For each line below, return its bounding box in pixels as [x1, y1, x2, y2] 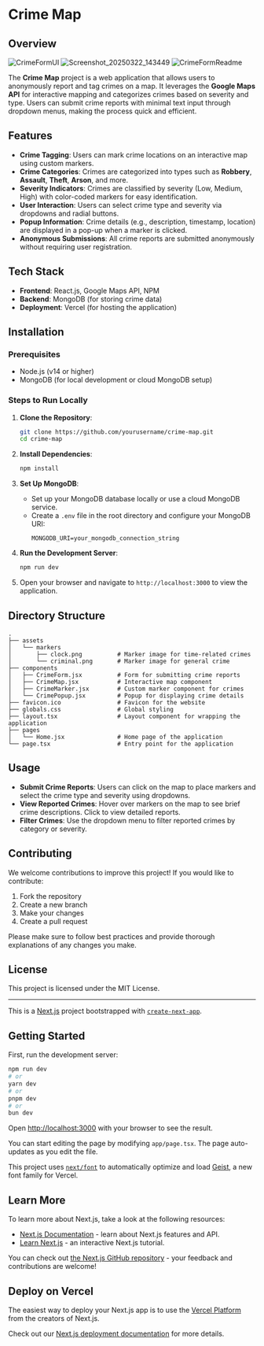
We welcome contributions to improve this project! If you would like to [8, 867, 234, 877]
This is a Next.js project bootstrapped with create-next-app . [8, 1006, 203, 1016]
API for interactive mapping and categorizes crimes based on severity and [8, 90, 249, 99]
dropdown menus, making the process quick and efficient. [8, 106, 197, 116]
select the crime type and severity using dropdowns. [19, 790, 191, 800]
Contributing [8, 847, 72, 860]
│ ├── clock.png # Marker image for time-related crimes [8, 650, 251, 658]
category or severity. [19, 824, 88, 834]
